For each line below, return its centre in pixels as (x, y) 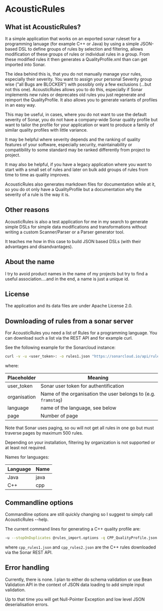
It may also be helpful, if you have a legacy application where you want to (78, 164)
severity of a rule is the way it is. (37, 194)
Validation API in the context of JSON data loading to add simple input (75, 584)
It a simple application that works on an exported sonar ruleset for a (73, 38)
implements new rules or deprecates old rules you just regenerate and (75, 95)
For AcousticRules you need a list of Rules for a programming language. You (81, 333)
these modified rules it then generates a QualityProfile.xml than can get (76, 59)
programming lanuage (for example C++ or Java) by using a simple (72, 44)
